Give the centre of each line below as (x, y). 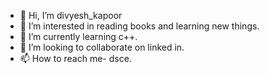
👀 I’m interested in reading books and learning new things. (139, 26)
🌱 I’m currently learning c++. (78, 36)
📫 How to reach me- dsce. (75, 58)
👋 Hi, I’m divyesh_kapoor (71, 15)
